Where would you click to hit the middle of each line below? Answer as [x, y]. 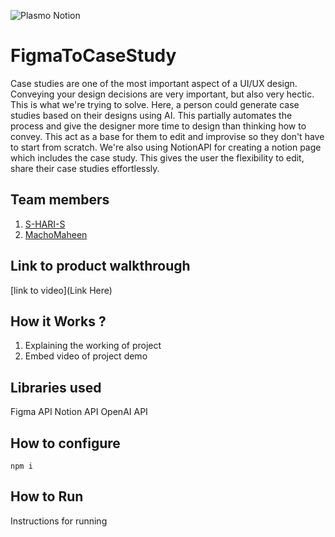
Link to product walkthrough [100, 266]
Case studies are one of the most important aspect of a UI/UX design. [154, 83]
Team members [60, 200]
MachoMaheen [56, 234]
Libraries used [56, 387]
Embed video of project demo [86, 356]
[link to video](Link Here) [61, 290]
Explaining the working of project [93, 346]
